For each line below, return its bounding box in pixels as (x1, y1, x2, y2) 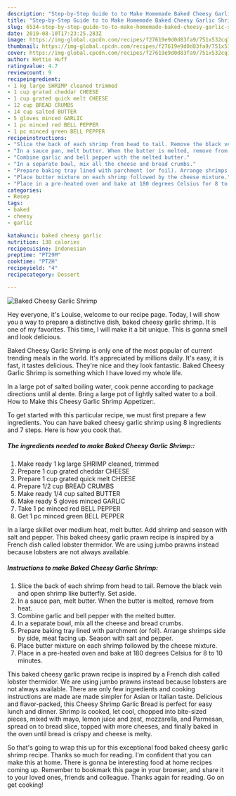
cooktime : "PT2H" (7, 258, 58, 266)
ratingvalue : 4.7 (7, 63, 58, 70)
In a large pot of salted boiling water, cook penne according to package (7, 382, 214, 391)
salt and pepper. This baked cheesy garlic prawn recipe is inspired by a (7, 533, 214, 541)
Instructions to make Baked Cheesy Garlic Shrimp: (7, 563, 159, 573)
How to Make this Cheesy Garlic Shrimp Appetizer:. (7, 397, 156, 405)
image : (7, 37, 27, 44)
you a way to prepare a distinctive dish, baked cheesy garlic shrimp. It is (7, 318, 216, 326)
